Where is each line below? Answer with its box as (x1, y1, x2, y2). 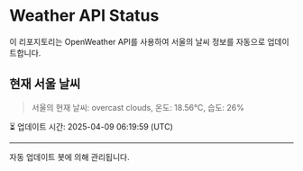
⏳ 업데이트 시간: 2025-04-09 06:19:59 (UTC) (9, 121, 174, 131)
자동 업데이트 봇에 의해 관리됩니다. (9, 151, 130, 162)
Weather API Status (9, 5, 160, 26)
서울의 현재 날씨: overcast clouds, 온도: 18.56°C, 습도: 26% (31, 102, 245, 112)
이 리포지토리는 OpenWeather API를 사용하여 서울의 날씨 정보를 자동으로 (9, 36, 266, 47)
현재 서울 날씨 (9, 76, 81, 92)
